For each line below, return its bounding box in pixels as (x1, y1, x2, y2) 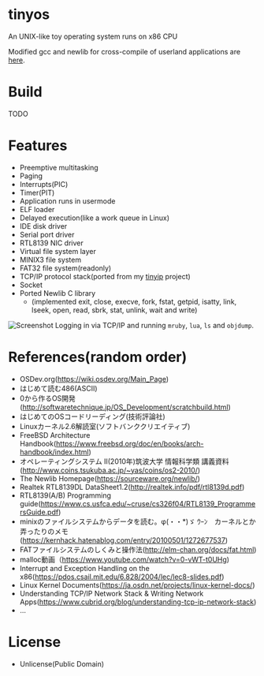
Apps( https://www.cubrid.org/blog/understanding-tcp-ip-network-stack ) (19, 597, 257, 607)
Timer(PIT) (19, 188, 55, 197)
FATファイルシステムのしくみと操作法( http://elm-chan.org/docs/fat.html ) (19, 544, 257, 554)
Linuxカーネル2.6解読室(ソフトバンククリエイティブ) (19, 421, 191, 431)
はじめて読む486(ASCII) (19, 383, 98, 393)
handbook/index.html (19, 447, 89, 457)
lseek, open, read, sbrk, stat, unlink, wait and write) (31, 305, 198, 315)
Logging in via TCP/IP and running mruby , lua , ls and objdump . (54, 320, 255, 330)
